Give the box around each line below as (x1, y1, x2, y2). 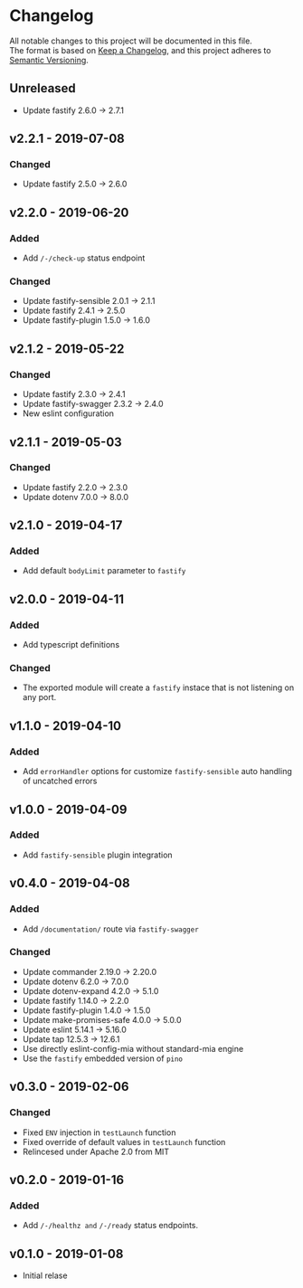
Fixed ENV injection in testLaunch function (22, 1127, 176, 1138)
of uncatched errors (22, 775, 98, 787)
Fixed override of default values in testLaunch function (22, 1136, 226, 1147)
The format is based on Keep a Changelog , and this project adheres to (9, 44, 271, 55)
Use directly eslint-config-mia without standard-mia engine (22, 1043, 244, 1054)
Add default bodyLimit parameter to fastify (22, 565, 186, 576)
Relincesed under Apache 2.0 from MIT (22, 1146, 170, 1157)
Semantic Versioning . (9, 54, 89, 65)
